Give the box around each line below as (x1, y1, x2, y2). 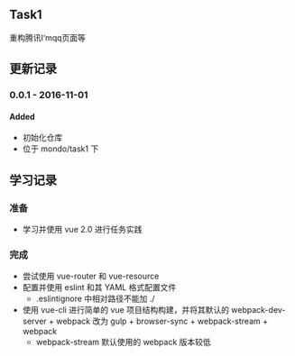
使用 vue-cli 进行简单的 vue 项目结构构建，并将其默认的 (22, 305, 230, 315)
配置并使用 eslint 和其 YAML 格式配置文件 (22, 282, 177, 293)
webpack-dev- (231, 305, 286, 315)
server (22, 315, 47, 327)
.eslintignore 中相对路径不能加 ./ (35, 293, 155, 305)
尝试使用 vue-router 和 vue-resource (22, 270, 160, 282)
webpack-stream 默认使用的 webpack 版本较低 (35, 337, 212, 348)
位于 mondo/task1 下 (22, 143, 99, 154)
